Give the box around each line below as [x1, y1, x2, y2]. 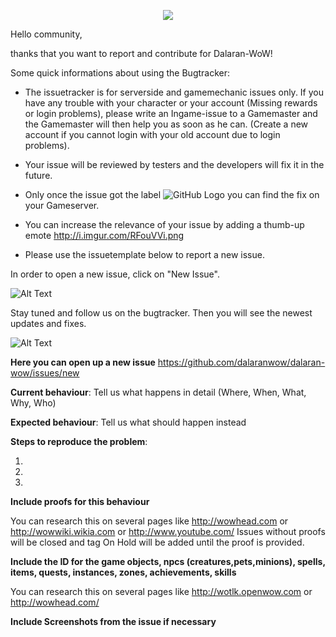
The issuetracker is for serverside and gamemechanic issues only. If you [24, 86, 324, 98]
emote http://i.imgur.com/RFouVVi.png [24, 230, 185, 241]
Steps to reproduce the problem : [10, 436, 148, 447]
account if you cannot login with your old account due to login [24, 129, 281, 140]
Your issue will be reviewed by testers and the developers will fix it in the [24, 159, 325, 170]
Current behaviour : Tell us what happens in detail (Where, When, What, [10, 386, 307, 398]
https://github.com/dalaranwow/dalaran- [157, 356, 326, 368]
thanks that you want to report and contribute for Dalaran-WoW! [10, 48, 273, 59]
